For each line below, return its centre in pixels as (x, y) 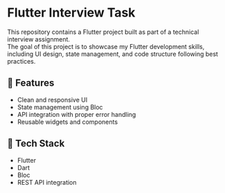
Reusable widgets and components (67, 122)
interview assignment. (39, 39)
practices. (21, 61)
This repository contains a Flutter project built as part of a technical (103, 32)
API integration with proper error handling (76, 114)
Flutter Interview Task (71, 13)
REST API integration (47, 182)
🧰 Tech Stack (36, 144)
